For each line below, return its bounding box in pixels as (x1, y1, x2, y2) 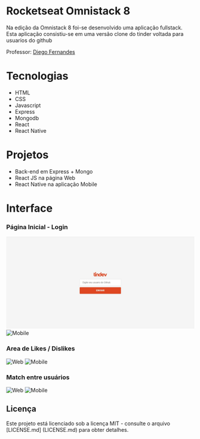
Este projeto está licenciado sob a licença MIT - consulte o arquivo (6, 420, 170, 427)
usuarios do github (6, 36, 53, 44)
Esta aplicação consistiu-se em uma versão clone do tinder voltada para (6, 30, 184, 37)
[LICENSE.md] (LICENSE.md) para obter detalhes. (6, 426, 129, 433)
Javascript (14, 102, 41, 109)
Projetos (6, 148, 49, 162)
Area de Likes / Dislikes (6, 345, 75, 353)
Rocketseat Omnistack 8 (6, 4, 130, 18)
